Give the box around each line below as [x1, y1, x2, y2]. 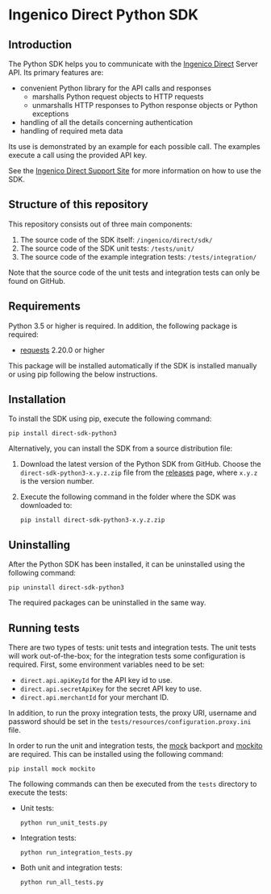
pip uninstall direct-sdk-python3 [8, 584, 125, 592]
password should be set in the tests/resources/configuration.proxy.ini [8, 717, 252, 726]
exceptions [31, 109, 69, 119]
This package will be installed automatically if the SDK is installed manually [8, 360, 257, 370]
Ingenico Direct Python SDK [8, 6, 199, 24]
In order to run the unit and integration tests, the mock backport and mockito [8, 741, 263, 751]
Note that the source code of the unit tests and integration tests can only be [8, 268, 261, 277]
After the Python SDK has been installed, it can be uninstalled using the [8, 559, 245, 569]
